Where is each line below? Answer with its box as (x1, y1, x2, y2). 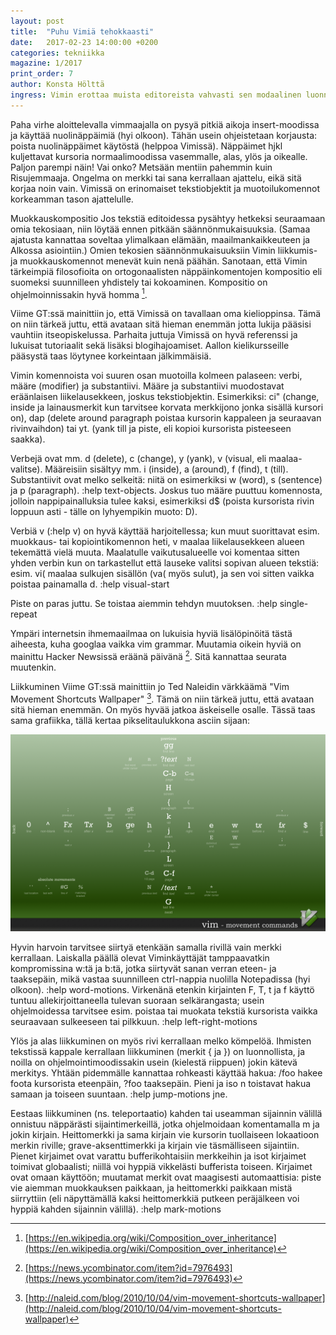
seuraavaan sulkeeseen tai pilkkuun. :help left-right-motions (10, 1015, 258, 1027)
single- (279, 598, 309, 610)
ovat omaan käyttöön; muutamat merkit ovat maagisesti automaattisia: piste (10, 1171, 322, 1183)
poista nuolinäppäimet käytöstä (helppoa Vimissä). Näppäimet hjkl (10, 140, 283, 152)
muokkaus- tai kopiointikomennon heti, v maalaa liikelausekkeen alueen (10, 536, 305, 548)
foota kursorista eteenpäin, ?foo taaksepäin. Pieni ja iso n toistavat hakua (10, 1077, 312, 1089)
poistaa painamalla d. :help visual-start (10, 578, 170, 590)
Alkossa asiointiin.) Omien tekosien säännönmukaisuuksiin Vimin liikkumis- (10, 244, 318, 256)
